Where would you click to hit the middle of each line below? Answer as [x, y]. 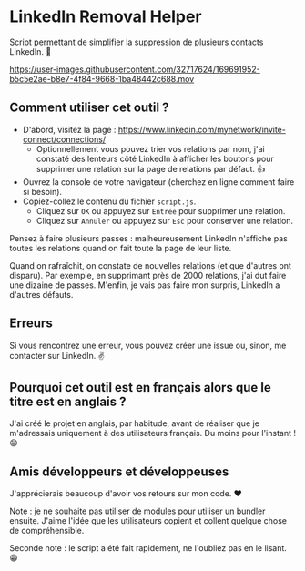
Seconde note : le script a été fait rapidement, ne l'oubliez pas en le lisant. [148, 548]
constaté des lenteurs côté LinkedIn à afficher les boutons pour [155, 158]
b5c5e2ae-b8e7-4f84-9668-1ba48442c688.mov [102, 78]
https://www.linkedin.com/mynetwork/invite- [202, 129]
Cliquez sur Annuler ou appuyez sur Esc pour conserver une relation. [165, 220]
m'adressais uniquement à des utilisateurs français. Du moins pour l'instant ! [152, 433]
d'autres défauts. [41, 294]
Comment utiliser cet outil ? [89, 108]
